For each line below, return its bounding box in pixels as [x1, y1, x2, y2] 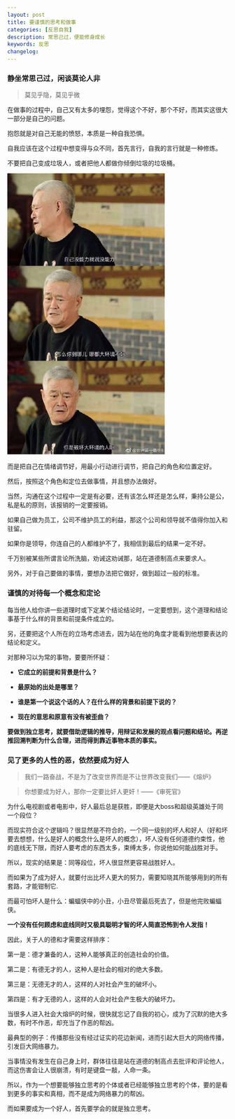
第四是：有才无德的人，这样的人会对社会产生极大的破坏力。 [7, 994, 179, 1003]
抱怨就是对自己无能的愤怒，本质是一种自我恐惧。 [7, 130, 148, 138]
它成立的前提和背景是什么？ [17, 667, 98, 676]
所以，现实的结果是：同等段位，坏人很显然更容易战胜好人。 [7, 858, 179, 866]
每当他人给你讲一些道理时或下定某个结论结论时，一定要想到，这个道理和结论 [7, 606, 228, 614]
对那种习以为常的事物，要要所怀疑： [7, 653, 112, 661]
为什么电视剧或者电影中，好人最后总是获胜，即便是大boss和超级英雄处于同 [7, 802, 224, 810]
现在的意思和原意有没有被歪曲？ [17, 712, 110, 721]
